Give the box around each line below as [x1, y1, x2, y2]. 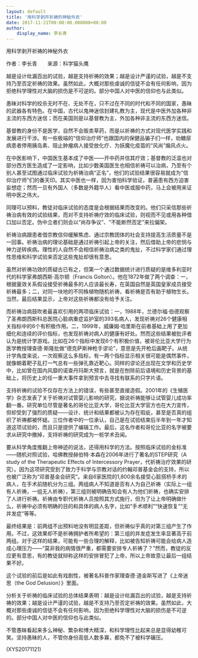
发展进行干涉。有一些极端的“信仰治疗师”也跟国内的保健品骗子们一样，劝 [6, 135, 181, 142]
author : [6, 25, 25, 31]
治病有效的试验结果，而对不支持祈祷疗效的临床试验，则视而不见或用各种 [11, 211, 187, 218]
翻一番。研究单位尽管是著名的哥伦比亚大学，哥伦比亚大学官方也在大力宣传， [6, 402, 192, 409]
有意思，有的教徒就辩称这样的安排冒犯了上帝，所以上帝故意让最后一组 [16, 552, 187, 559]
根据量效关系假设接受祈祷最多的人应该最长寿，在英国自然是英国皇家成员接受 [6, 281, 192, 288]
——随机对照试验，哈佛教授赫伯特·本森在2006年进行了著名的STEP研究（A [6, 451, 187, 458]
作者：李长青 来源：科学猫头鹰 [6, 60, 89, 67]
